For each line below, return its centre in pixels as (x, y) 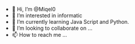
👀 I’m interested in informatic (47, 15)
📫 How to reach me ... (39, 35)
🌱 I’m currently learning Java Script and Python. (70, 22)
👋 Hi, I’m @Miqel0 (34, 9)
